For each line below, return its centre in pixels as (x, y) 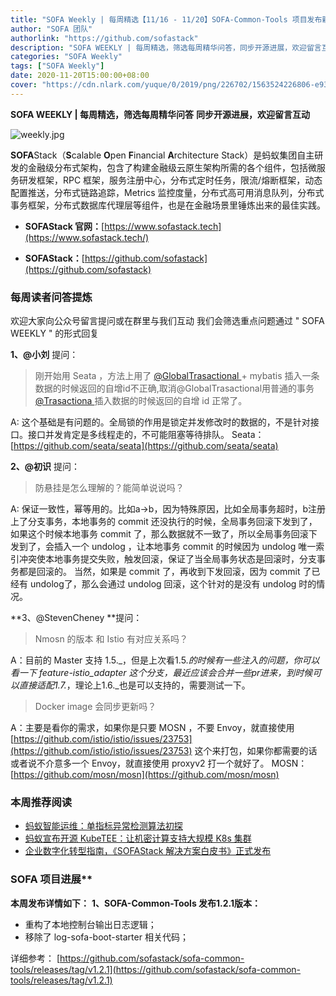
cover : (24, 85)
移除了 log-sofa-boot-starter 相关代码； (106, 937)
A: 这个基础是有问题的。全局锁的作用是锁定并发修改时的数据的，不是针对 (160, 422)
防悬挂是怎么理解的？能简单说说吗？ (109, 488)
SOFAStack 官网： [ (64, 226)
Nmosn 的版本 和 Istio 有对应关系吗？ (111, 639)
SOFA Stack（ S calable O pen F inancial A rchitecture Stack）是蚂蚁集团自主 (162, 155)
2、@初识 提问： (45, 467)
